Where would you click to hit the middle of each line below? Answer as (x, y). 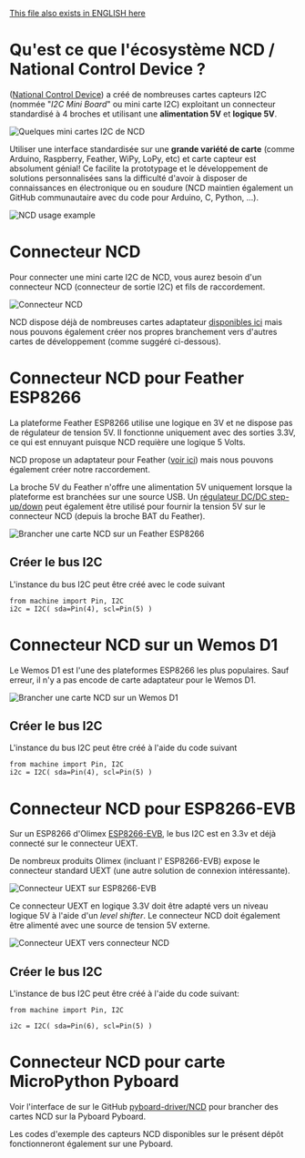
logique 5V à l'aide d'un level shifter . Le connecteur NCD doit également (145, 916)
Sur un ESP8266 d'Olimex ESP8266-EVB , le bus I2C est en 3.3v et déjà (142, 834)
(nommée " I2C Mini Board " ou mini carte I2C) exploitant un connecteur (142, 104)
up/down (26, 506)
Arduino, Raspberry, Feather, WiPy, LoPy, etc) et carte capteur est (133, 158)
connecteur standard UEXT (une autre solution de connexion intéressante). (150, 871)
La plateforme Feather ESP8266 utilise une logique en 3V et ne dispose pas (151, 422)
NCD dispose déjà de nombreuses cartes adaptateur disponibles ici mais (146, 321)
